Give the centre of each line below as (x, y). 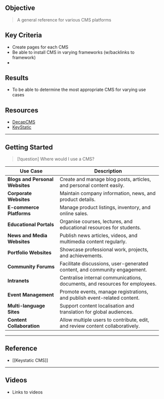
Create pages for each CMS (40, 47)
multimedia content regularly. (93, 242)
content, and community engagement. (103, 270)
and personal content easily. (92, 185)
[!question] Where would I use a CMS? (56, 159)
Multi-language (26, 306)
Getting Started (29, 147)
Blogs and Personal (31, 179)
